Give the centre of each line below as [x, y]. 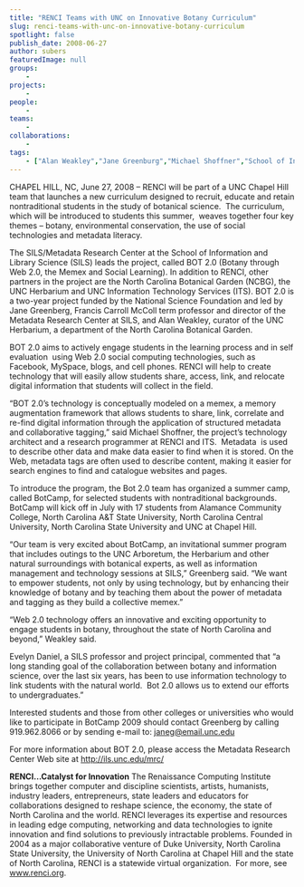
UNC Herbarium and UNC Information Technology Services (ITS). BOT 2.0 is [152, 291]
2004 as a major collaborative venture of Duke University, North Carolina [145, 844]
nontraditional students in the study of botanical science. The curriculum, [147, 206]
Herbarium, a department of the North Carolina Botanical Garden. [131, 329]
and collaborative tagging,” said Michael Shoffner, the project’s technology [148, 432]
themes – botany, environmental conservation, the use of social [128, 225]
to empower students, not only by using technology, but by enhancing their [149, 583]
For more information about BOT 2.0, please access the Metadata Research [150, 749]
